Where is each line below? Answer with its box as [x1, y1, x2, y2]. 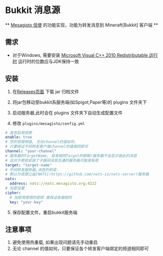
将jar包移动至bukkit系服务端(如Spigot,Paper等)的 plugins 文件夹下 [12, 99, 147, 105]
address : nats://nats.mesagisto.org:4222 [9, 181, 97, 186]
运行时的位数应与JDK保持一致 [18, 58, 80, 64]
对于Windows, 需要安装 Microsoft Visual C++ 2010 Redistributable [12, 52, 148, 58]
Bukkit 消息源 [5, 4, 61, 16]
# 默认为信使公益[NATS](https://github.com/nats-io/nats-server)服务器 [5, 172, 149, 177]
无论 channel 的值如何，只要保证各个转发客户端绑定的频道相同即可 [12, 246, 149, 252]
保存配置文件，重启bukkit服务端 [12, 209, 78, 215]
